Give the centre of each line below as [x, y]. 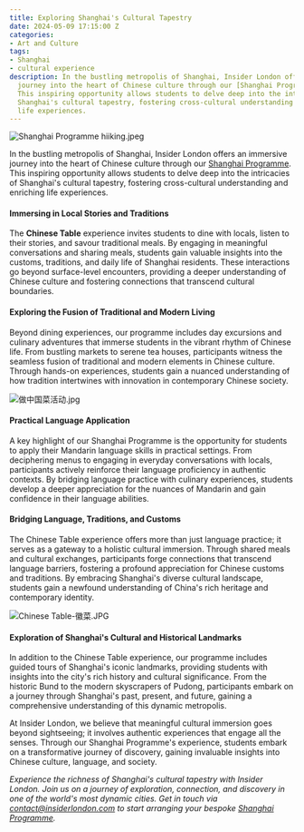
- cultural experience [52, 69]
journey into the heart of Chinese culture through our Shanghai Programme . [151, 163]
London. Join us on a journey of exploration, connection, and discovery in [147, 789]
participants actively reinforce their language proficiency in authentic [138, 469]
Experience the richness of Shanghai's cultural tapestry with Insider [137, 779]
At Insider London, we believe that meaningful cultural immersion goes [141, 723]
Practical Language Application [70, 421]
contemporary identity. [52, 597]
